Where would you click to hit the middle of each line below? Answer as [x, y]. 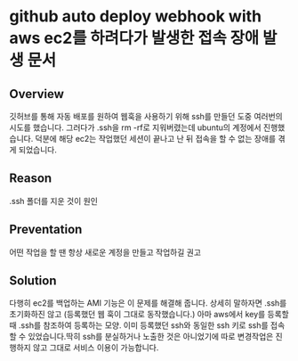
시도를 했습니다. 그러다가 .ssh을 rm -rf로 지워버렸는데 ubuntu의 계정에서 [135, 127]
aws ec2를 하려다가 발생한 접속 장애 [134, 38]
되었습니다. [38, 150]
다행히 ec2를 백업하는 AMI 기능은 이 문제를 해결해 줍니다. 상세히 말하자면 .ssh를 [148, 303]
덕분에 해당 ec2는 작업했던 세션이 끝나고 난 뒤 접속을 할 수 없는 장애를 [156, 139]
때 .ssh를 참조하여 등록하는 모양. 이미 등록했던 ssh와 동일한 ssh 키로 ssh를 [139, 325]
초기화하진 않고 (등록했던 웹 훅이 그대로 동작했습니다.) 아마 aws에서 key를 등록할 [149, 315]
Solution [33, 281]
